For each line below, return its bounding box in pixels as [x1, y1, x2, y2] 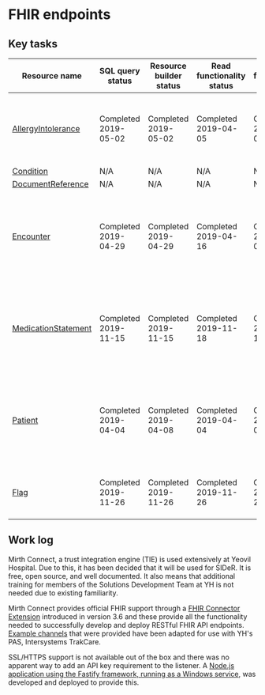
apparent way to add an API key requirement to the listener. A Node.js [8, 660, 235, 670]
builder [155, 70, 183, 81]
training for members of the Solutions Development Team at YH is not [8, 580, 234, 589]
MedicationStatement [12, 323, 92, 334]
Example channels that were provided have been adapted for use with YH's [8, 629, 253, 638]
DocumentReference [12, 179, 89, 189]
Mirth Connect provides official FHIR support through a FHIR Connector [8, 603, 241, 613]
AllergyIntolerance [12, 123, 80, 134]
